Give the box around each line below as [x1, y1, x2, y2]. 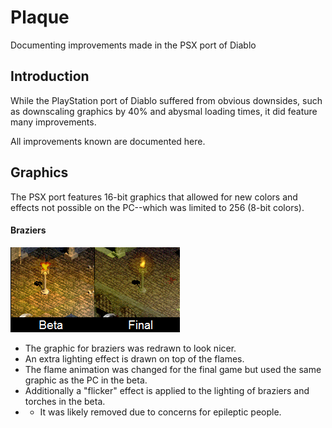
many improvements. [10, 116, 97, 128]
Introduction [10, 68, 90, 85]
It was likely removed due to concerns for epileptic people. [39, 406, 282, 418]
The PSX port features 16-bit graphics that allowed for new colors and [10, 191, 298, 203]
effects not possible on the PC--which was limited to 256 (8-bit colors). [10, 201, 305, 213]
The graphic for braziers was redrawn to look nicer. [24, 342, 237, 354]
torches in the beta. [24, 395, 106, 407]
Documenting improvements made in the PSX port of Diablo [10, 39, 257, 51]
